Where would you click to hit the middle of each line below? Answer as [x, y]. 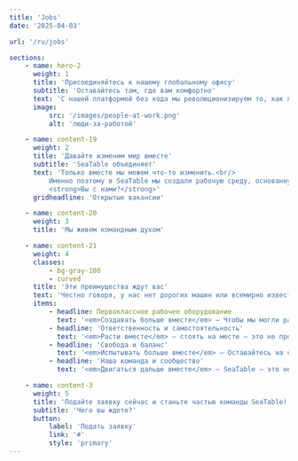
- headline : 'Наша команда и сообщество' [126, 361]
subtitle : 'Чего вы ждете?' [85, 410]
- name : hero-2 [53, 66]
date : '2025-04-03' [45, 26]
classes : [49, 262]
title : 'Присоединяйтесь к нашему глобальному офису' [134, 82]
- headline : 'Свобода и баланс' [108, 345]
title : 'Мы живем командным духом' [98, 230]
